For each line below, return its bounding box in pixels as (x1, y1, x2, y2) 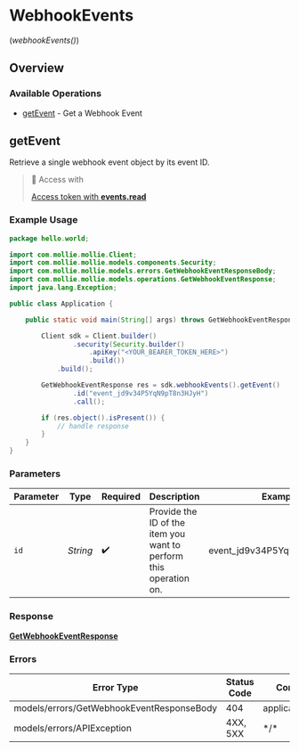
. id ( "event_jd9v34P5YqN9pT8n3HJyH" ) (72, 388, 209, 397)
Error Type (92, 682, 139, 693)
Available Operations (9, 87, 102, 100)
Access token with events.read (30, 192, 147, 202)
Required (101, 491, 141, 503)
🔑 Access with (30, 175, 85, 185)
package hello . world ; (9, 233, 90, 243)
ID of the (149, 517, 185, 529)
